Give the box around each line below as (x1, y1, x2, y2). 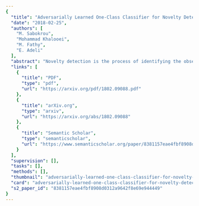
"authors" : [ (11, 25, 43, 31)
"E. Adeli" (16, 47, 43, 53)
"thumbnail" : (11, 175, 43, 180)
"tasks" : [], (11, 163, 43, 169)
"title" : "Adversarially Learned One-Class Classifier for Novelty (11, 14, 182, 20)
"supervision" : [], (11, 158, 59, 164)
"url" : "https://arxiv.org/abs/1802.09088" (21, 113, 131, 119)
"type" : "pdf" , (21, 81, 59, 87)
